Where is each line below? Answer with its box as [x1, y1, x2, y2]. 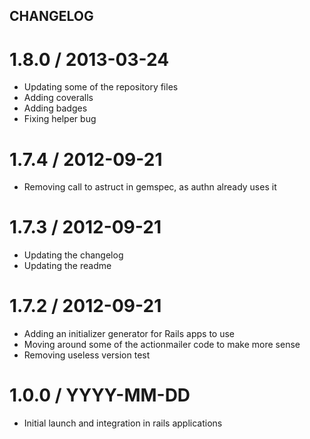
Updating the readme [23, 260, 112, 272]
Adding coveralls [23, 92, 94, 104]
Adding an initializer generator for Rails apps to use [23, 328, 236, 340]
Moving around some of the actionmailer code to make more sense [23, 339, 301, 351]
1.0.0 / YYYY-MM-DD [9, 384, 191, 407]
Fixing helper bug [23, 113, 97, 125]
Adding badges [23, 102, 88, 114]
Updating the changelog [23, 249, 124, 261]
